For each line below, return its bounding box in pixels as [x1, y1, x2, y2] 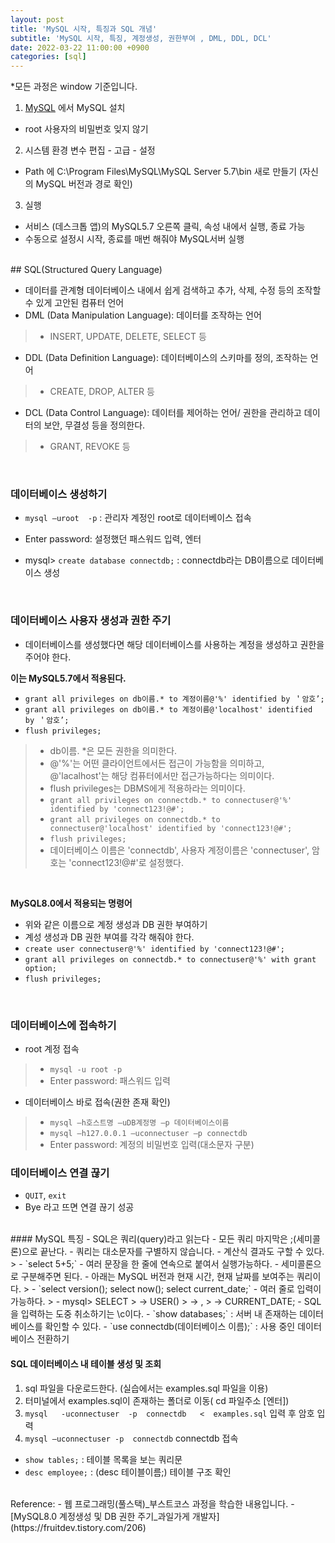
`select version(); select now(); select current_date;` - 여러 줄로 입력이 [38, 1283, 322, 1295]
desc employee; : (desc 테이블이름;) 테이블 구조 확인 [24, 1466, 232, 1478]
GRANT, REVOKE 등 [49, 441, 131, 453]
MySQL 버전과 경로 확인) [35, 178, 133, 190]
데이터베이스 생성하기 [10, 487, 108, 501]
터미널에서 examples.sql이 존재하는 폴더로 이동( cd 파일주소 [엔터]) [24, 1394, 290, 1406]
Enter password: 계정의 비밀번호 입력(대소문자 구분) [49, 1139, 255, 1151]
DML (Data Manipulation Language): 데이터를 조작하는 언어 [24, 309, 262, 321]
